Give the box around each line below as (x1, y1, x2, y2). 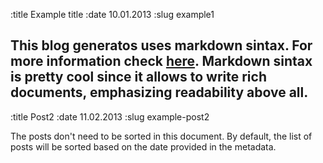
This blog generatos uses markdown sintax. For (10, 37, 313, 54)
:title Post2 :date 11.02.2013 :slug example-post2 (10, 110, 210, 123)
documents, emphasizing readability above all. (10, 84, 309, 101)
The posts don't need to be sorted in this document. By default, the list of (10, 130, 313, 142)
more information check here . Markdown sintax (10, 53, 313, 70)
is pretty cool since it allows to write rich (10, 69, 267, 86)
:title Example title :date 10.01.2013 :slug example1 (10, 9, 215, 20)
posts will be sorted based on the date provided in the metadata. (10, 140, 277, 153)
